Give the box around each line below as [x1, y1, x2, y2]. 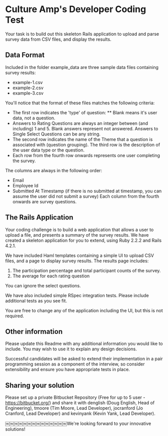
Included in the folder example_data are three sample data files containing [5, 64, 159, 70]
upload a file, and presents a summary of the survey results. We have [5, 232, 149, 238]
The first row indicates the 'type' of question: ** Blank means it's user [12, 109, 157, 115]
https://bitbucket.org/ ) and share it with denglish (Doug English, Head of [5, 400, 155, 406]
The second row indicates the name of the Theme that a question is [12, 136, 153, 142]
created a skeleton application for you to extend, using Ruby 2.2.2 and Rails [5, 237, 162, 243]
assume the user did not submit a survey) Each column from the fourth [12, 193, 159, 199]
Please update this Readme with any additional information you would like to [5, 341, 163, 347]
